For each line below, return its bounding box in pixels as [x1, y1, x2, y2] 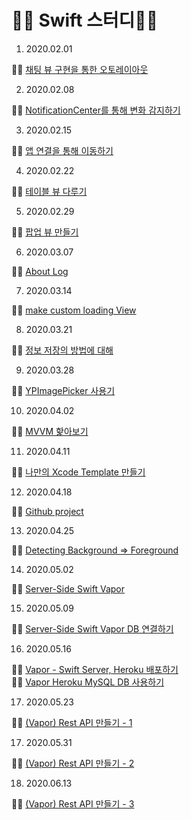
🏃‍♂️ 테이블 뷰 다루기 [11, 185, 88, 197]
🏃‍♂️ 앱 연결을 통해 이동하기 [11, 144, 114, 156]
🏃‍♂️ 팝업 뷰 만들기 [11, 226, 79, 238]
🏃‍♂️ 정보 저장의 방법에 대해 [11, 344, 114, 356]
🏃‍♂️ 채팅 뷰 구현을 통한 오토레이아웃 [11, 63, 149, 75]
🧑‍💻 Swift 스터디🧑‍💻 [11, 9, 159, 32]
